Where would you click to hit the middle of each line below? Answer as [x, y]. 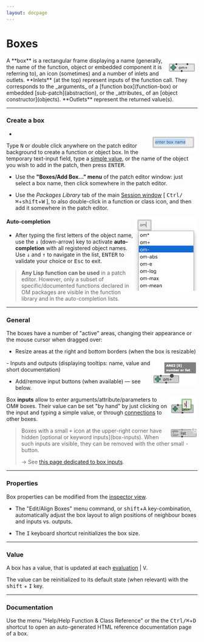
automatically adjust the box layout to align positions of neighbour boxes [106, 515]
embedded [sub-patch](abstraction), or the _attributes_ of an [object [92, 93]
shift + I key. [25, 586]
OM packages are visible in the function [71, 292]
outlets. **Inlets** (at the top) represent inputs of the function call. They [97, 80]
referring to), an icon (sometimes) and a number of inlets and [83, 73]
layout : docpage [27, 13]
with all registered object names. [87, 248]
